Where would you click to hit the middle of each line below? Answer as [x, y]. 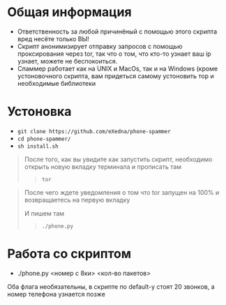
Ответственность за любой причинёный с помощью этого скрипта [117, 31]
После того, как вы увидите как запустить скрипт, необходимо [118, 159]
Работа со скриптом [69, 254]
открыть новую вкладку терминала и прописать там [103, 166]
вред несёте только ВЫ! [53, 38]
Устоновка [39, 112]
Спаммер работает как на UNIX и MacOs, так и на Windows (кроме [118, 68]
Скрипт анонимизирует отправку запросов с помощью [100, 46]
